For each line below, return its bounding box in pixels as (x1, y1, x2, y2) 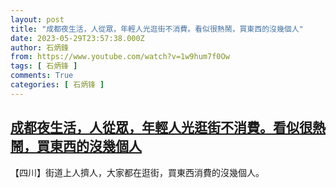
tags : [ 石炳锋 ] (10, 61, 78, 71)
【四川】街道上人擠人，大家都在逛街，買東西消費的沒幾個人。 (10, 166, 265, 178)
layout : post (10, 14, 65, 25)
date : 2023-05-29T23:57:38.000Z (10, 33, 145, 43)
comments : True (10, 71, 74, 81)
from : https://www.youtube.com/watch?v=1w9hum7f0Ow (10, 52, 230, 62)
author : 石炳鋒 (10, 42, 69, 53)
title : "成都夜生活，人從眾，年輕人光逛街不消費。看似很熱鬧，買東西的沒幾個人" (10, 24, 304, 34)
